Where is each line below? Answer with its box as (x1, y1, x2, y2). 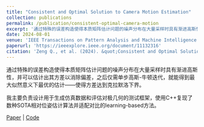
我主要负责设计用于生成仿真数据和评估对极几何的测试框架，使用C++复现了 (6, 94, 193, 101)
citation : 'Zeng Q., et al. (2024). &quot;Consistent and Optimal (6, 49, 178, 55)
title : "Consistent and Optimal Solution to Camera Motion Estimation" (6, 9, 191, 15)
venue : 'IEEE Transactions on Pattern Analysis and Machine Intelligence (6, 37, 197, 43)
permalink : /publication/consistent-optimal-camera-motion (6, 20, 159, 26)
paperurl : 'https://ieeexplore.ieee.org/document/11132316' (6, 43, 162, 49)
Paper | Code (6, 114, 39, 121)
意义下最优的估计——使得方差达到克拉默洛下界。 (22, 81, 144, 88)
